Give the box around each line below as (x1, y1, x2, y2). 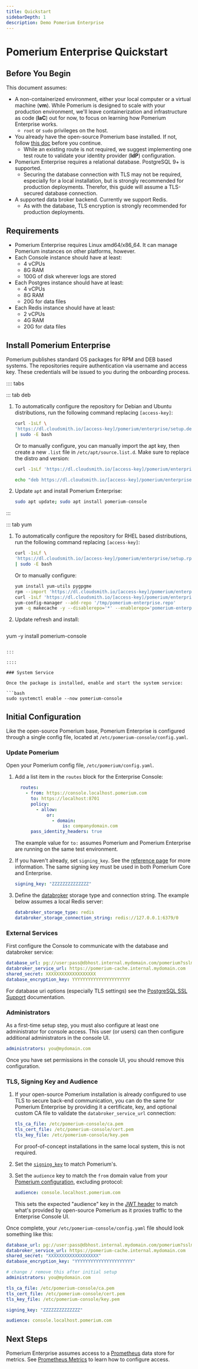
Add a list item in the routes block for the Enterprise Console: (14, 773, 163, 781)
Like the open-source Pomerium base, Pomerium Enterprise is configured (6, 727, 186, 734)
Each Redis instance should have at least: (14, 304, 116, 311)
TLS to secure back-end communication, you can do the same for (14, 1097, 175, 1104)
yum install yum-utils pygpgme (14, 583, 92, 589)
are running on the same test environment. (14, 846, 118, 853)
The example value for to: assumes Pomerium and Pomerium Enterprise (14, 840, 192, 847)
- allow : (36, 807, 58, 812)
